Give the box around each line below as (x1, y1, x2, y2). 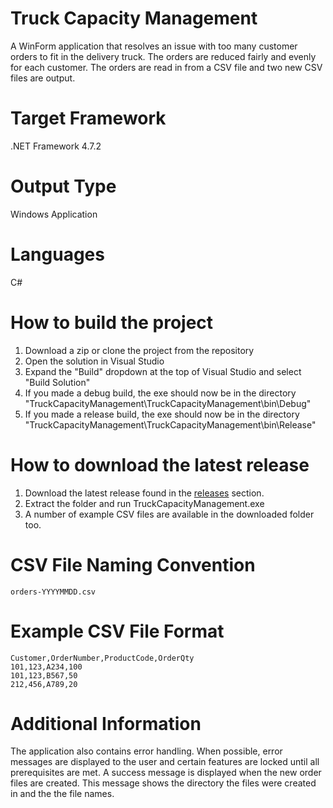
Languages (10, 243, 105, 266)
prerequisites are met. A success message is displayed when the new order (10, 767, 322, 779)
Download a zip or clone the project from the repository (24, 344, 255, 356)
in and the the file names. (10, 788, 115, 800)
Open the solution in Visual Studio (24, 355, 165, 367)
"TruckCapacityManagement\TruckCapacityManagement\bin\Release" (24, 418, 317, 431)
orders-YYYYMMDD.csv (10, 587, 97, 597)
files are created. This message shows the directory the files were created (10, 777, 317, 789)
